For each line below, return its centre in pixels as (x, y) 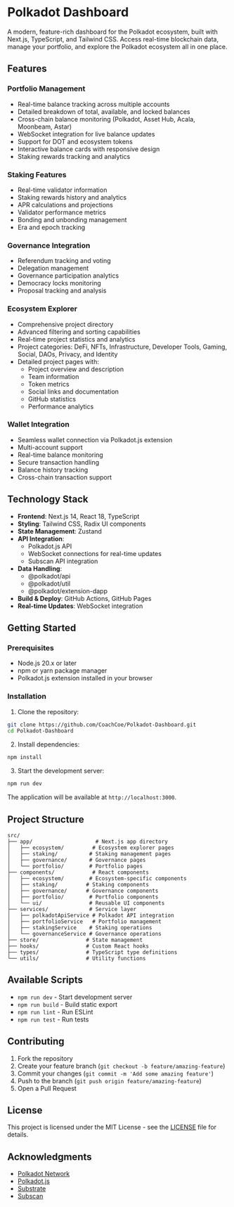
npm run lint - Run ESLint (55, 1012)
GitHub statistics (52, 399)
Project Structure (46, 819)
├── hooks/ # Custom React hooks (78, 946)
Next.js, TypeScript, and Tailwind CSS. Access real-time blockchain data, (113, 39)
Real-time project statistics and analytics (76, 339)
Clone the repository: (48, 711)
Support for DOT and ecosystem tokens (75, 141)
